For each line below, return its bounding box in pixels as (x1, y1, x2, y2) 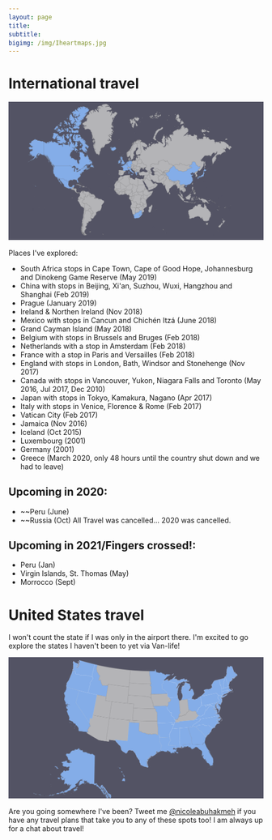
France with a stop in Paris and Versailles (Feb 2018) (19, 349, 196, 360)
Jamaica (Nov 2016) (19, 418, 87, 429)
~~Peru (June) (19, 506, 70, 516)
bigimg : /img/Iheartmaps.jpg (8, 39, 107, 47)
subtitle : (8, 30, 42, 38)
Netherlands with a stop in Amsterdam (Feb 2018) (19, 341, 186, 351)
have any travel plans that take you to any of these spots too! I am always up (8, 815, 263, 825)
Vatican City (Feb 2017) (19, 410, 99, 420)
